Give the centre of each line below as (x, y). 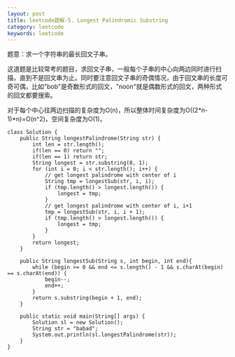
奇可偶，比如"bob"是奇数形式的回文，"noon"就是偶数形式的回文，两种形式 (115, 87)
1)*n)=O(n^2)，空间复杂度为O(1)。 (57, 119)
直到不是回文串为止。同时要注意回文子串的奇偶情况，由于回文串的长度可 (123, 78)
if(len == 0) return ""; (69, 151)
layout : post (26, 14)
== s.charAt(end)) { (37, 274)
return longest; (56, 243)
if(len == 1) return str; (70, 157)
